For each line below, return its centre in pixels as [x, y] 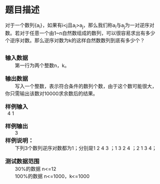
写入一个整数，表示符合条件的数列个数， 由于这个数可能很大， [86, 86]
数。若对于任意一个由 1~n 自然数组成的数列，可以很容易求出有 [75, 33]
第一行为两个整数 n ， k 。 [42, 65]
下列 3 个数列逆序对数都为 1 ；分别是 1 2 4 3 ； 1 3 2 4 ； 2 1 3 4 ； [86, 148]
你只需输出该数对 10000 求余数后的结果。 [51, 94]
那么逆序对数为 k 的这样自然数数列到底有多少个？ [90, 41]
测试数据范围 [22, 162]
